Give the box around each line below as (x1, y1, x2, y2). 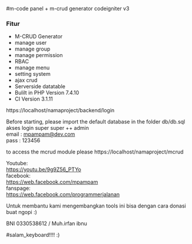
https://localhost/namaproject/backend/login (6, 107, 115, 114)
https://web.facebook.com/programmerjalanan (6, 191, 120, 198)
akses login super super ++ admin (6, 125, 90, 132)
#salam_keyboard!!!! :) (6, 232, 60, 239)
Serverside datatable (14, 83, 66, 90)
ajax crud (14, 76, 38, 84)
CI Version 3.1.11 (14, 95, 53, 102)
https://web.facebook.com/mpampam (6, 179, 98, 186)
